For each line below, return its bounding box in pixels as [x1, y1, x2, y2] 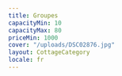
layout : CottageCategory [8, 48, 90, 56]
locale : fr [8, 56, 44, 64]
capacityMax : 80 [8, 26, 62, 34]
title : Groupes [8, 11, 59, 20]
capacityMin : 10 [8, 19, 62, 27]
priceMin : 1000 [8, 33, 59, 42]
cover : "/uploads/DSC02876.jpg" [8, 41, 115, 49]
